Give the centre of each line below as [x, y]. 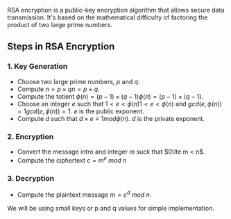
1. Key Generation [37, 67]
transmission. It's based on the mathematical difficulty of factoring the [108, 17]
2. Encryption [31, 136]
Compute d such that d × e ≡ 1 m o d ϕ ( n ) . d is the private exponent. [111, 118]
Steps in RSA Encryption [61, 47]
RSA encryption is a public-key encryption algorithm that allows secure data [116, 10]
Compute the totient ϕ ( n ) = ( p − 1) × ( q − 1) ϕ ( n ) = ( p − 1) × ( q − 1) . [110, 96]
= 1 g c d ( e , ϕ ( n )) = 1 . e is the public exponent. [80, 111]
